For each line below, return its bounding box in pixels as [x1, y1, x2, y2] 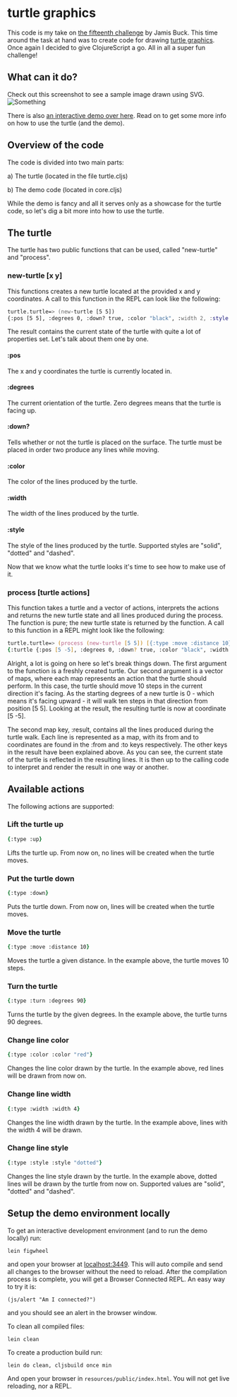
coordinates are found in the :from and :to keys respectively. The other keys [7, 740, 228, 749]
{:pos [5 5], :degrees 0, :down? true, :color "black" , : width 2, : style [7, 314, 229, 322]
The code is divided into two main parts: [7, 157, 125, 167]
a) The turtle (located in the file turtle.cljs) [7, 172, 128, 180]
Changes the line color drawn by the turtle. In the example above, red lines [7, 1064, 224, 1073]
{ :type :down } [7, 889, 49, 896]
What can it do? [7, 71, 78, 83]
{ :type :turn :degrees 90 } [7, 997, 87, 1004]
